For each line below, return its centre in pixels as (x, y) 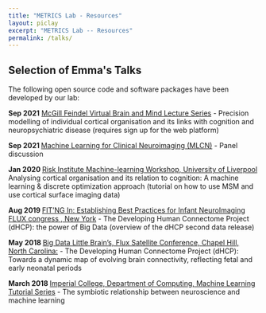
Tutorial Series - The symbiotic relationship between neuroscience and (124, 292)
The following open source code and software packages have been (119, 89)
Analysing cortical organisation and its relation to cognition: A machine (123, 178)
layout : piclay (33, 23)
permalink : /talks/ (40, 38)
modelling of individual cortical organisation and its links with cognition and (131, 122)
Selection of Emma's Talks (75, 70)
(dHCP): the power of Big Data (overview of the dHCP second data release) (131, 227)
